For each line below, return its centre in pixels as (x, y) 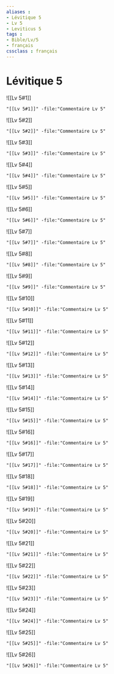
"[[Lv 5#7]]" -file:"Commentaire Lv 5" (56, 242)
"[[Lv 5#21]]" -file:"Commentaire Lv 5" (58, 554)
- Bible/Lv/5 (22, 40)
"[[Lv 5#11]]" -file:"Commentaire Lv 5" (58, 332)
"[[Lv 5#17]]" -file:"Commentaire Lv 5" (58, 465)
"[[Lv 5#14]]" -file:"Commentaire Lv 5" (58, 398)
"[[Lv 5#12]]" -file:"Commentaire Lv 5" (58, 354)
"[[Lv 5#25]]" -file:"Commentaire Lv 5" (58, 643)
